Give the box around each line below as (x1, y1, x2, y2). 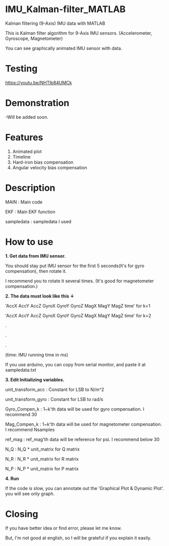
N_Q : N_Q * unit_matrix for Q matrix (5, 446, 80, 452)
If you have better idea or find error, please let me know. (5, 525, 122, 531)
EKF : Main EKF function (5, 209, 55, 215)
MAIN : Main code (5, 198, 43, 205)
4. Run (5, 475, 19, 481)
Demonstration (5, 97, 70, 109)
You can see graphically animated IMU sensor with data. (5, 45, 123, 51)
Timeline (12, 154, 31, 160)
